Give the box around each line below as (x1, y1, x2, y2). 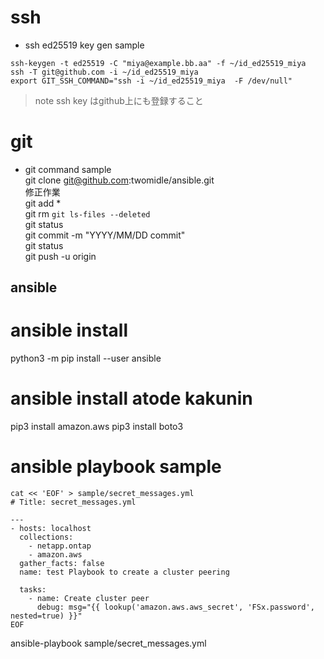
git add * (24, 197, 62, 209)
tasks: (19, 585, 47, 595)
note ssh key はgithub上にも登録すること (34, 94, 204, 106)
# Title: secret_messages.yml (10, 497, 137, 508)
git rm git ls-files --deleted (24, 207, 151, 220)
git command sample (24, 163, 112, 175)
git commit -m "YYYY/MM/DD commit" (24, 229, 186, 241)
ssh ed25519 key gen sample (24, 39, 145, 51)
